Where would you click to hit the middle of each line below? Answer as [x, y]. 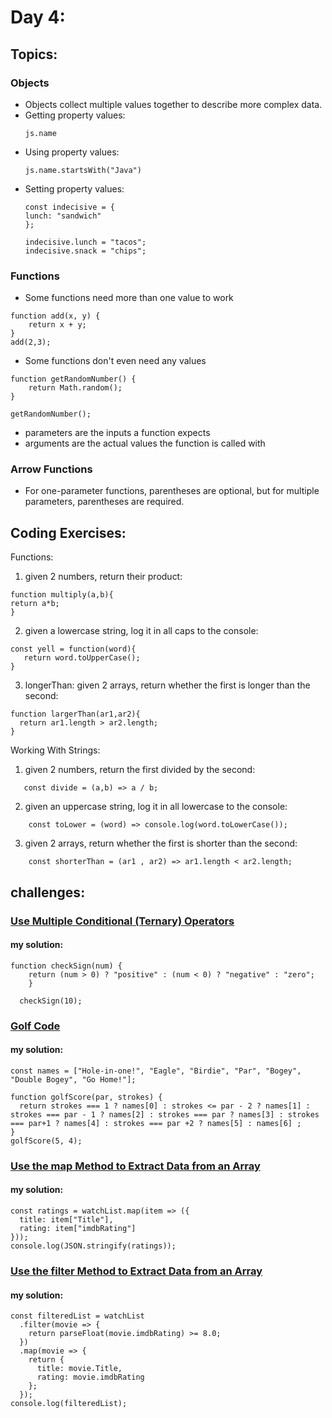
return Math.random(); [75, 388]
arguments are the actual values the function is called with [145, 443]
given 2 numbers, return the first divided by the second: [140, 770]
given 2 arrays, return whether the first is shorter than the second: [161, 843]
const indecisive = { [69, 207]
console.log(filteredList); [69, 1404]
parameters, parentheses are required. [104, 502]
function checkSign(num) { [66, 966]
